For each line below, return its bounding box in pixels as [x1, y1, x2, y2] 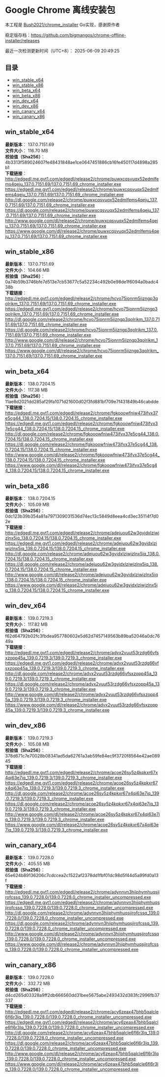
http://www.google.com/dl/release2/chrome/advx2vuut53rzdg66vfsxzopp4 [5, 691, 159, 697]
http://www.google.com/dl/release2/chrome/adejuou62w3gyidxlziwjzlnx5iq [5, 572, 158, 578]
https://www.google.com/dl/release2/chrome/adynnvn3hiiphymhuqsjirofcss [5, 941, 159, 947]
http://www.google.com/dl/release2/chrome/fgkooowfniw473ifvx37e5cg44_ [5, 452, 160, 458]
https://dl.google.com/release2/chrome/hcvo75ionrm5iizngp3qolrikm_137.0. [5, 327, 158, 333]
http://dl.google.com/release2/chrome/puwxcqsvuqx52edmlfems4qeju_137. [5, 197, 158, 203]
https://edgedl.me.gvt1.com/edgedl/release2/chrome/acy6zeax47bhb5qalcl [5, 1019, 159, 1025]
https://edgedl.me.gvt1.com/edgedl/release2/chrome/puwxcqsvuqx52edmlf [5, 186, 159, 192]
